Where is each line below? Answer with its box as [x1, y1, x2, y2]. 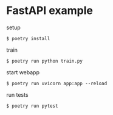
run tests [6, 91, 29, 98]
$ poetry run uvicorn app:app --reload [6, 80, 108, 86]
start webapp [6, 68, 39, 76]
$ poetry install [6, 35, 50, 41]
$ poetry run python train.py [6, 58, 83, 64]
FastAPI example [6, 4, 93, 18]
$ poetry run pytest [6, 103, 59, 109]
